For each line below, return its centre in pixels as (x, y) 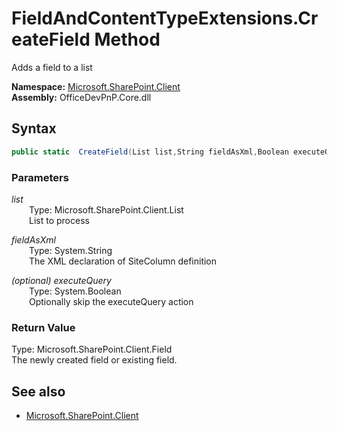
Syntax (34, 128)
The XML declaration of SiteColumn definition (123, 261)
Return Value (43, 327)
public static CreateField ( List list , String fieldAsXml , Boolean (150, 152)
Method (127, 39)
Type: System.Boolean (75, 291)
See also (38, 391)
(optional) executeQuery (61, 280)
